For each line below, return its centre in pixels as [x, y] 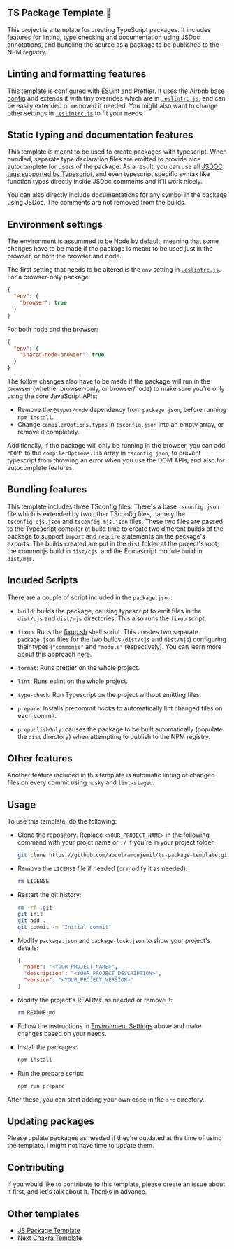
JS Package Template [49, 1230]
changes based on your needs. [62, 1033]
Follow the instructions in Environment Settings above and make [110, 1026]
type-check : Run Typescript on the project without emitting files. [109, 694]
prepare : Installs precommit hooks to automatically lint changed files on [120, 708]
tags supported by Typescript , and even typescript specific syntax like [109, 174]
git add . [32, 920]
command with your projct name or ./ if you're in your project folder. [116, 842]
